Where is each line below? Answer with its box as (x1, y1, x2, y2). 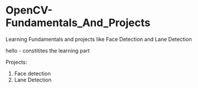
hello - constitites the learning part (5, 47, 90, 54)
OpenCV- (5, 4, 53, 17)
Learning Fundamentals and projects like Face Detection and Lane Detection (5, 35, 192, 43)
